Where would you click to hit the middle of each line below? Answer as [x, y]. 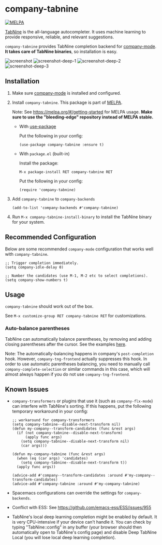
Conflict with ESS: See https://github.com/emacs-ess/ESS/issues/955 [81, 508]
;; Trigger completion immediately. [42, 263]
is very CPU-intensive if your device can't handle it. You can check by [81, 522]
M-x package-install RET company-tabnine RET [66, 172]
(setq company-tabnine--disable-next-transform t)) [74, 463]
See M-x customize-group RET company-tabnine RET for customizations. [76, 316]
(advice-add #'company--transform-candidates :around [67, 476]
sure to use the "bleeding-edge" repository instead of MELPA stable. [83, 117]
